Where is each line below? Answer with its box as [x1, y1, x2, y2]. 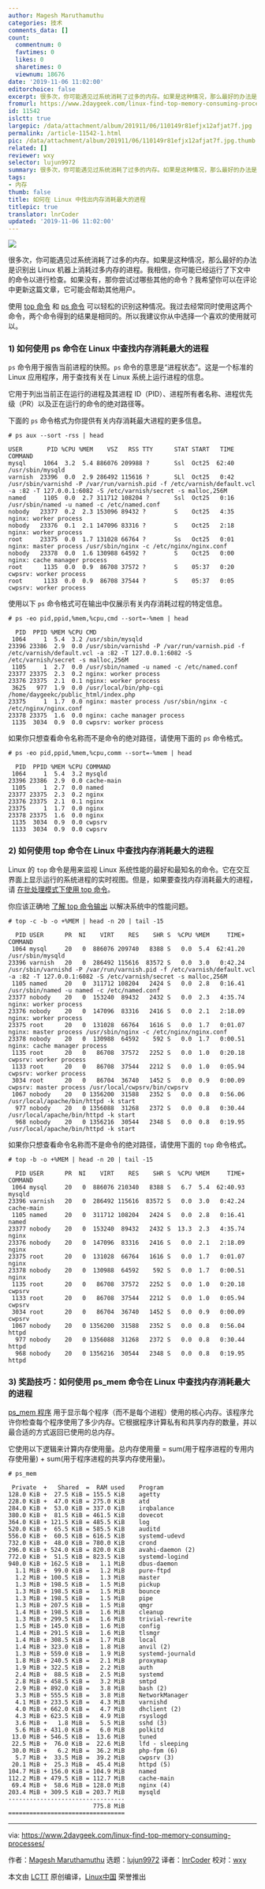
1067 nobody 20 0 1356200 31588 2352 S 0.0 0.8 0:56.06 [11, 1090, 245, 1098]
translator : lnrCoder [8, 211, 80, 218]
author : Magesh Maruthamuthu [8, 11, 104, 20]
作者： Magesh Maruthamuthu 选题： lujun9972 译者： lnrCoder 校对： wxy [8, 1855, 247, 1864]
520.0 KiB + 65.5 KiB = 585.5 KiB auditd [8, 1525, 160, 1534]
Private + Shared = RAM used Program [11, 1484, 164, 1492]
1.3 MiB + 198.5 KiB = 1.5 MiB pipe [15, 1595, 154, 1603]
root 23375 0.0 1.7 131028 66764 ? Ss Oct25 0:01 [8, 536, 235, 544]
